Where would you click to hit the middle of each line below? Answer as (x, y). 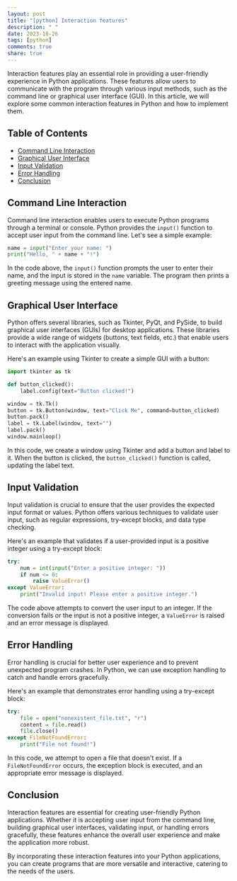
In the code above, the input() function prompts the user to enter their (110, 268)
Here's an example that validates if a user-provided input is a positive (108, 541)
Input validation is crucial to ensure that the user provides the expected (111, 504)
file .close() (39, 731)
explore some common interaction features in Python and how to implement (118, 103)
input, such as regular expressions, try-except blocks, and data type (107, 519)
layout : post (27, 14)
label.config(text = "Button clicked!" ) (77, 391)
